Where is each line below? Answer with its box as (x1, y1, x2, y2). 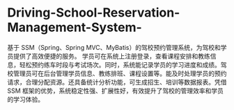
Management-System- (7, 19, 143, 35)
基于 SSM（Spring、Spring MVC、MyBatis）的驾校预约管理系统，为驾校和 (7, 43, 221, 51)
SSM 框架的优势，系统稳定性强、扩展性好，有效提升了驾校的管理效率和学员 (7, 86, 224, 95)
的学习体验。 (7, 95, 44, 103)
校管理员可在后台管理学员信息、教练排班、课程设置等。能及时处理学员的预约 (7, 69, 227, 77)
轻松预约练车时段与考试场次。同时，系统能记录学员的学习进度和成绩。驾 (19, 60, 227, 68)
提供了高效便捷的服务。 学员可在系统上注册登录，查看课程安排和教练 (13, 52, 210, 60)
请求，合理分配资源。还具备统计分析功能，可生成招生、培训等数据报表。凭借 (7, 77, 227, 86)
